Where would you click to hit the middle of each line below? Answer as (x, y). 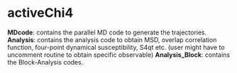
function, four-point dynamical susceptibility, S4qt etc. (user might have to (116, 47)
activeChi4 (40, 13)
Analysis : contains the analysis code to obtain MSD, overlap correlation (112, 39)
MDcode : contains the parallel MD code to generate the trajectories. (107, 32)
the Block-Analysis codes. (45, 62)
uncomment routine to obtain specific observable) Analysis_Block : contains (119, 55)
